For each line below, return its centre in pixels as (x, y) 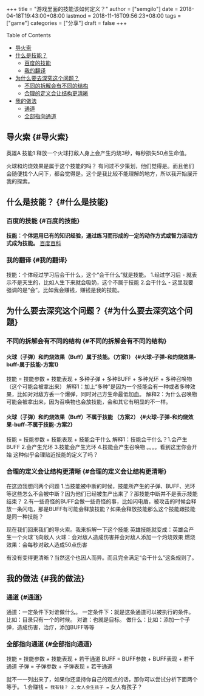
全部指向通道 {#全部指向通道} (49, 644)
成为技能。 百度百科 (36, 243)
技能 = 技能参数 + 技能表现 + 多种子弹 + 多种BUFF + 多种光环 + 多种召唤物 (99, 379)
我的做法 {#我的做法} (46, 579)
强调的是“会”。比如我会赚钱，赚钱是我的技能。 (65, 290)
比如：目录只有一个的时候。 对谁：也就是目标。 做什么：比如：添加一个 (96, 619)
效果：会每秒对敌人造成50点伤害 (47, 545)
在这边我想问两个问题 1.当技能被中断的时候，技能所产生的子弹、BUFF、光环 (101, 486)
